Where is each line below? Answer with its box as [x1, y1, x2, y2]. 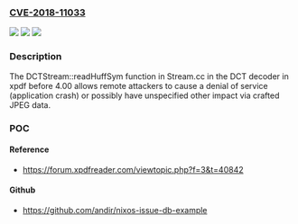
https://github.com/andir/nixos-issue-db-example [22, 204, 208, 215]
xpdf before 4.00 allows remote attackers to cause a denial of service [9, 80, 268, 91]
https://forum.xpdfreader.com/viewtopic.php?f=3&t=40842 [22, 164, 244, 175]
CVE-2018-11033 [9, 6, 86, 19]
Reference [9, 144, 50, 155]
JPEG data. [9, 99, 51, 110]
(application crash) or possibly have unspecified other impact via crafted [9, 90, 280, 101]
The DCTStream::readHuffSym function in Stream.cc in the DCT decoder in [9, 70, 289, 82]
